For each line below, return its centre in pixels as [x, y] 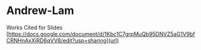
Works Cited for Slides [34, 27]
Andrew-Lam [40, 11]
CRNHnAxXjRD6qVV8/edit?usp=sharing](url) [63, 40]
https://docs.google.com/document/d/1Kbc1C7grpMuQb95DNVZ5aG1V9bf [102, 34]
